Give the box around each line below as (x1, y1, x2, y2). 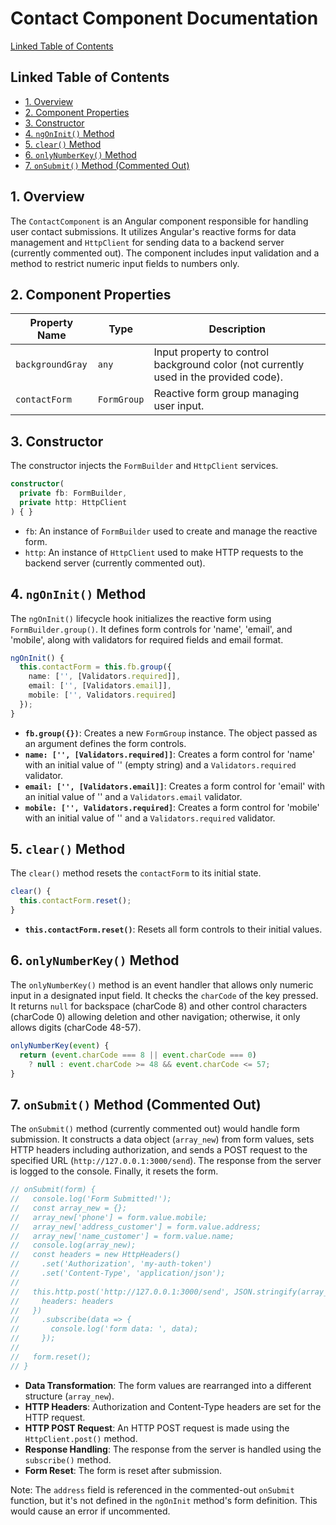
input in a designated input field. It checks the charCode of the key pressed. (10, 989, 319, 1001)
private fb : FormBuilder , (19, 488, 128, 499)
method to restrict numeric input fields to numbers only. (10, 257, 240, 269)
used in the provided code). (153, 370, 284, 384)
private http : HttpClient (19, 497, 128, 507)
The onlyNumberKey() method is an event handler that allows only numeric (10, 978, 314, 991)
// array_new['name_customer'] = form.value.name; (10, 1231, 235, 1241)
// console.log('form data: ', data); (10, 1324, 199, 1334)
